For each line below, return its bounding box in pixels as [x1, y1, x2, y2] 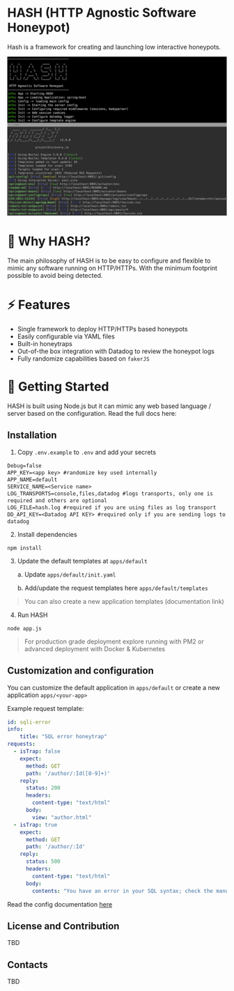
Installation [7, 430, 57, 442]
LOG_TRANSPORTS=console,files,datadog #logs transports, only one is [7, 490, 214, 497]
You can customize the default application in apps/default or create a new [7, 683, 221, 692]
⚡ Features [7, 297, 71, 313]
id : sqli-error [7, 719, 52, 726]
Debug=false [7, 462, 42, 469]
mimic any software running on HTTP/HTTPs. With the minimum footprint [7, 264, 218, 272]
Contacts [7, 959, 49, 971]
